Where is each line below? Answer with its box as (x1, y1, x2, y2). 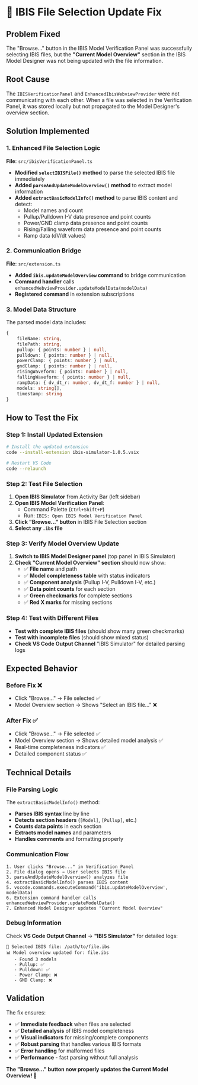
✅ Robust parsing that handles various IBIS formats (14, 1040, 142, 1048)
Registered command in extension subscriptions (14, 290, 135, 297)
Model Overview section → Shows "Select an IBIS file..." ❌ (14, 702, 157, 709)
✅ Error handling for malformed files (14, 1047, 105, 1054)
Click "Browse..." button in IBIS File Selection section (14, 518, 147, 525)
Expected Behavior (6, 663, 78, 673)
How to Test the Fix (6, 412, 79, 423)
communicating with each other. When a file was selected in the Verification (6, 96, 192, 103)
